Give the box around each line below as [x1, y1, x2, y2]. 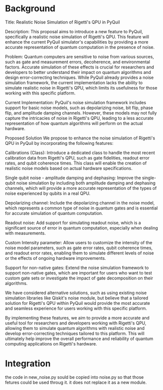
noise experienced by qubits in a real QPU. [5, 190, 91, 196]
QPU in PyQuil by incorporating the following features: [5, 140, 113, 146]
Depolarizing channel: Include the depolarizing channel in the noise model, [5, 200, 155, 206]
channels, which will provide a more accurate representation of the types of [5, 185, 157, 191]
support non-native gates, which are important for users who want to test [5, 270, 152, 275]
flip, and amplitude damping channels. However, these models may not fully [5, 110, 157, 115]
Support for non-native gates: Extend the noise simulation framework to [5, 265, 149, 271]
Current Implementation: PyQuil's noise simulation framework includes [5, 99, 146, 105]
